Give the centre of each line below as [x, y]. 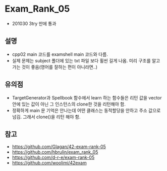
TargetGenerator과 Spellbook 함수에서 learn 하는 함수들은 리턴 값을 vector [87, 97]
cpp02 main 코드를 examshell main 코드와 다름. [60, 54]
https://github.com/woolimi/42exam [49, 163]
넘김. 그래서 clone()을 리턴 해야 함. [46, 117]
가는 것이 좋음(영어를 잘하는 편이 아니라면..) [55, 67]
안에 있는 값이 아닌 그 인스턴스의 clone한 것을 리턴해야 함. [69, 104]
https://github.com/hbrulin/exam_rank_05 [55, 152]
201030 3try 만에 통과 [34, 23]
